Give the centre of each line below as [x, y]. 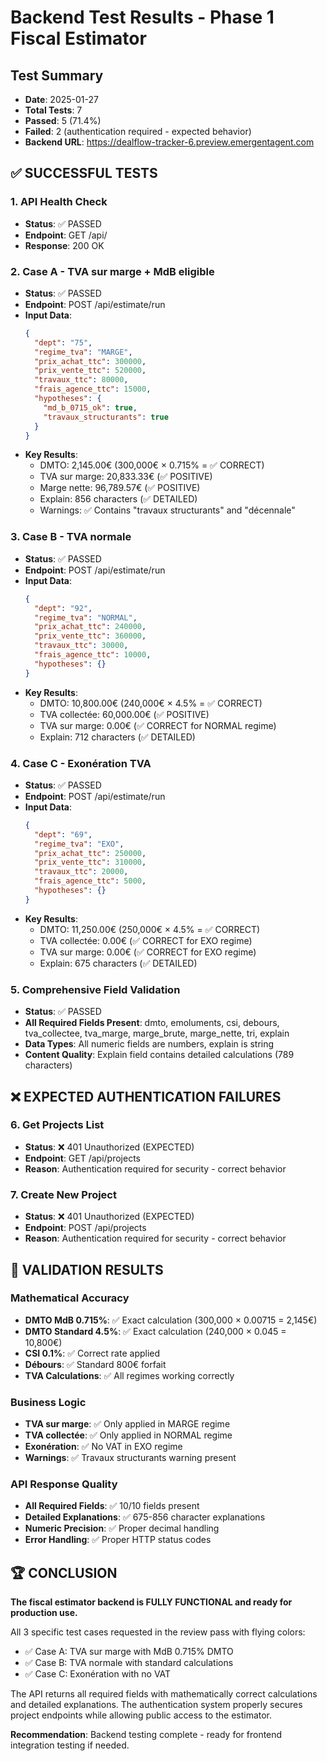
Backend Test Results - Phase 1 [142, 17]
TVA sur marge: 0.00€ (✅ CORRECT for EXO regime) [148, 952]
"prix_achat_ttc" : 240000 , [90, 627]
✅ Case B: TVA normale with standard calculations [129, 1663]
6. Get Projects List [57, 1125]
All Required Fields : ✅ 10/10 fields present [112, 1506]
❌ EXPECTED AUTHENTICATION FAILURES [146, 1096]
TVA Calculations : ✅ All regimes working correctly [129, 1375]
